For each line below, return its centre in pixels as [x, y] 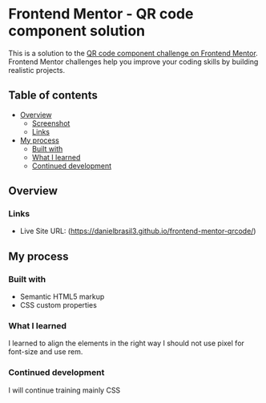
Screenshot [51, 123]
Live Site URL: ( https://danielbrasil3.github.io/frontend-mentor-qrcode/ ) [138, 231]
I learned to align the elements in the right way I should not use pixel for [126, 343]
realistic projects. [37, 70]
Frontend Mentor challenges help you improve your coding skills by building [133, 62]
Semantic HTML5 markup [62, 296]
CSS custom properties [58, 305]
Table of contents [53, 96]
